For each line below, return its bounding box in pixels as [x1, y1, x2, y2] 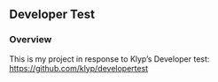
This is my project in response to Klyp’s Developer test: [9, 53, 210, 64]
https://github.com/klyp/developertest [9, 63, 149, 73]
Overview [9, 34, 52, 46]
